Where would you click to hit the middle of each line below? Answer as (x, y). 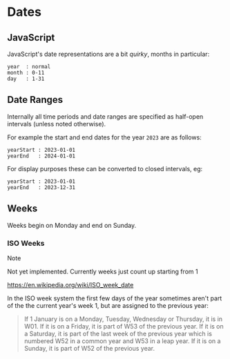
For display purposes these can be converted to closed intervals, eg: (105, 168)
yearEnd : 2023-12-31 (41, 187)
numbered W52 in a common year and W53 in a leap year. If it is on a (122, 341)
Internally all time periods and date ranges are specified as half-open (105, 116)
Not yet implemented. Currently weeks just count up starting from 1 (103, 271)
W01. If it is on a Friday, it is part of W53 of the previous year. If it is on (124, 326)
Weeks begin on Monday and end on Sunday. (72, 225)
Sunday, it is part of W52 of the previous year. (89, 348)
